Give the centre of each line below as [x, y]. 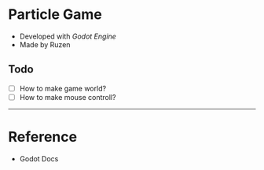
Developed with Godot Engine [68, 36]
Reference [42, 137]
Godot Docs [39, 158]
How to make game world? [63, 88]
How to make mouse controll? [68, 97]
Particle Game [55, 15]
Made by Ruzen [45, 44]
